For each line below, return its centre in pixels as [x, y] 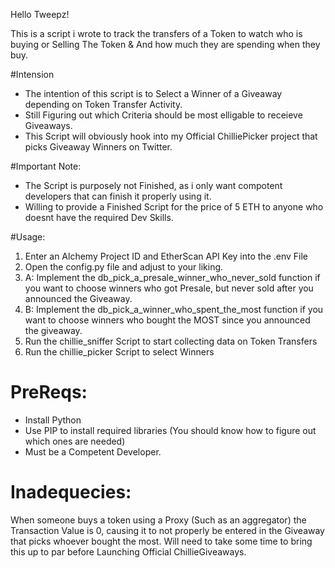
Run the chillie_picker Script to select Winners [119, 352]
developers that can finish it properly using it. [118, 196]
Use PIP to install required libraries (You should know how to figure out [170, 430]
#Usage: [28, 237]
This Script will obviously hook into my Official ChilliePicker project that [171, 136]
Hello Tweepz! [40, 14]
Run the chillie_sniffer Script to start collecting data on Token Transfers [171, 341]
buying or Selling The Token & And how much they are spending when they [165, 44]
